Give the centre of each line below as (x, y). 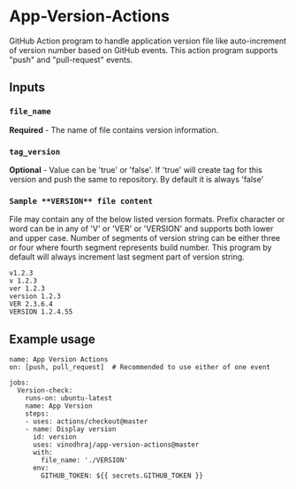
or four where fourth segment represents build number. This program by (140, 248)
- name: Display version (71, 430)
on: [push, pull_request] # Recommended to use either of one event (140, 368)
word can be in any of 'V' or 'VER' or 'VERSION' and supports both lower (141, 229)
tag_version (35, 151)
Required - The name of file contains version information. (114, 129)
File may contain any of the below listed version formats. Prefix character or (147, 220)
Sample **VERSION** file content (81, 201)
